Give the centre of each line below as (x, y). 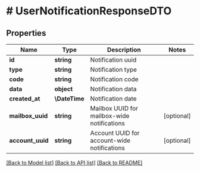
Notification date (113, 99)
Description (124, 50)
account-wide (110, 140)
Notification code (114, 79)
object (64, 89)
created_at (25, 99)
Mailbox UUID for (114, 108)
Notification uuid (113, 60)
